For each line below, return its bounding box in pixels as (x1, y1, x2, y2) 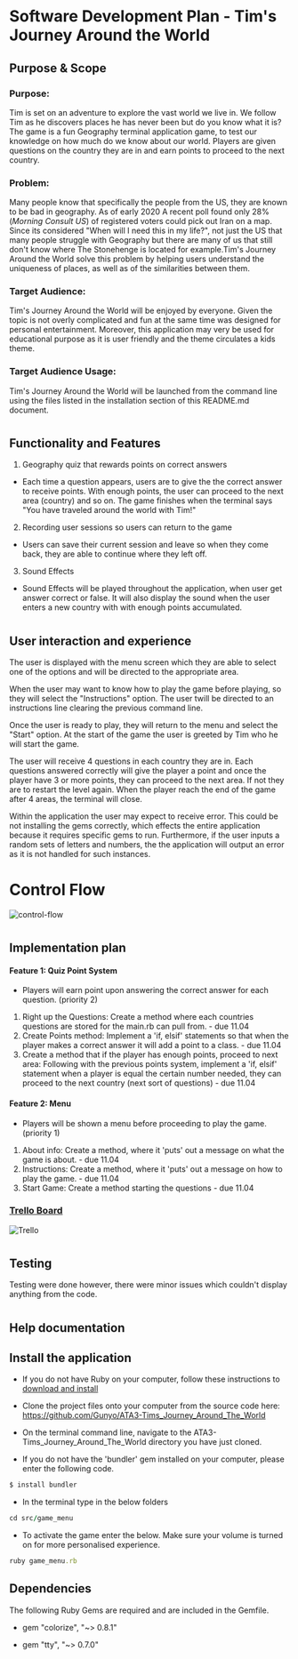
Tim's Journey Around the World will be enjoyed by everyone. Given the (9, 305, 273, 317)
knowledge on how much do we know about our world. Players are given (9, 135, 277, 146)
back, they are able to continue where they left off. (21, 549, 207, 559)
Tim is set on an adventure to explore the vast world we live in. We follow (9, 107, 278, 117)
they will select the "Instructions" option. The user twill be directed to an (9, 693, 274, 703)
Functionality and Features (9, 436, 161, 451)
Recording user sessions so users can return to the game (21, 522, 233, 533)
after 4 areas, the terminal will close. (9, 793, 142, 804)
